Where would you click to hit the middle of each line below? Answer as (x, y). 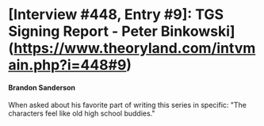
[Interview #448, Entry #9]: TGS (116, 15)
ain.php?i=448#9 (67, 65)
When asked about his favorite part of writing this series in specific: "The (128, 105)
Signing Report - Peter (83, 31)
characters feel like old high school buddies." (82, 113)
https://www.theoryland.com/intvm (135, 48)
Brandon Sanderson (42, 87)
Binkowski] (198, 31)
